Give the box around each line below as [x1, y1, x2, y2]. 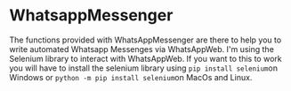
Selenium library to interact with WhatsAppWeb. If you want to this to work [9, 53, 282, 64]
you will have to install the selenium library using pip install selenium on [9, 63, 279, 73]
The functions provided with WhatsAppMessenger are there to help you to [9, 34, 282, 45]
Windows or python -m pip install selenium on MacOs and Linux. [9, 72, 253, 82]
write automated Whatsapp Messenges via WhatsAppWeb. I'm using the [9, 43, 274, 54]
